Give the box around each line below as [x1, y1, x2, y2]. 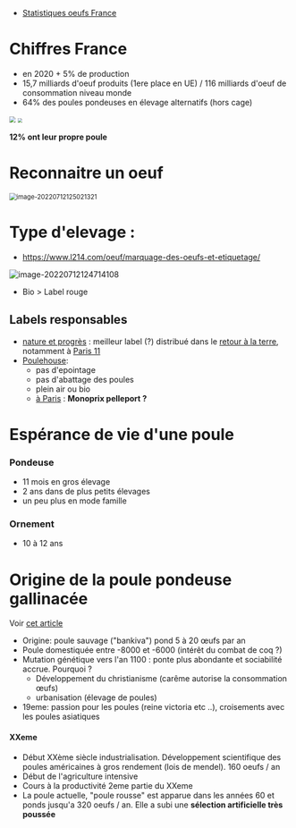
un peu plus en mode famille [21, 495, 127, 506]
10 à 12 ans [21, 538, 63, 549]
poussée [21, 808, 56, 819]
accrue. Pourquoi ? [21, 663, 92, 674]
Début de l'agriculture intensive [21, 771, 139, 782]
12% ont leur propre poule [9, 131, 107, 142]
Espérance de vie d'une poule [9, 424, 234, 444]
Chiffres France [9, 39, 128, 59]
